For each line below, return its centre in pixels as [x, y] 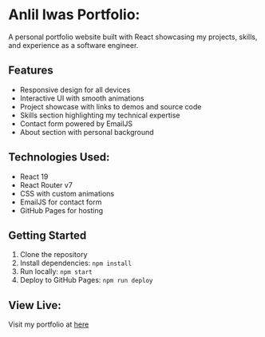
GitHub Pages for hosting [61, 210]
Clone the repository [53, 255]
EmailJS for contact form [61, 202]
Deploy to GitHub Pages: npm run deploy [86, 280]
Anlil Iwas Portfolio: [74, 15]
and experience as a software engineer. [73, 45]
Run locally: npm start [56, 272]
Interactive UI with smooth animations [82, 98]
